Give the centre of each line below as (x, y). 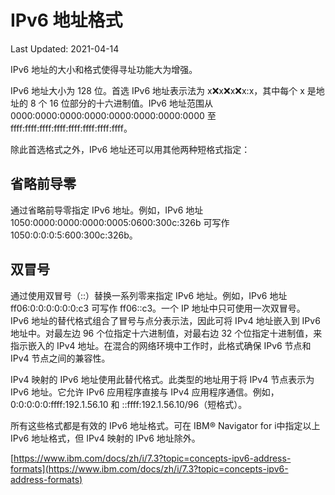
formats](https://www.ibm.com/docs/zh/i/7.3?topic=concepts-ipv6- (149, 468)
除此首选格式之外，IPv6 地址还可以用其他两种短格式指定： (130, 149)
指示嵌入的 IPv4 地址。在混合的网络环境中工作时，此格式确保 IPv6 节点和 (161, 345)
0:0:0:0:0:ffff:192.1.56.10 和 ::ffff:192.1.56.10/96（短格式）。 (129, 404)
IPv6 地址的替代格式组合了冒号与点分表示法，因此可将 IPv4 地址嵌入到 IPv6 (165, 320)
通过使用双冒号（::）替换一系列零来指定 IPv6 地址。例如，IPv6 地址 (149, 295)
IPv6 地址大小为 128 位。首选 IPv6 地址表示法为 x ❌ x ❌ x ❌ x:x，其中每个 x (157, 90)
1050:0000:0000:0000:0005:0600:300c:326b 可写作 (120, 222)
